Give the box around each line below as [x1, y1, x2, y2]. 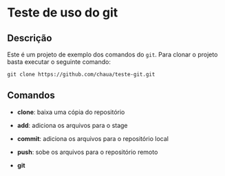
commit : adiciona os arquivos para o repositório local [17, 134, 169, 142]
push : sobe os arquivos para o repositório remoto [17, 148, 158, 156]
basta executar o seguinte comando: [7, 58, 111, 66]
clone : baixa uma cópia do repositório [17, 108, 125, 116]
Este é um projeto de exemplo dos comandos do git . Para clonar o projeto [7, 50, 218, 58]
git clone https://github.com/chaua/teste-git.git [7, 71, 156, 78]
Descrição [7, 32, 52, 44]
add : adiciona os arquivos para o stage [17, 121, 129, 129]
